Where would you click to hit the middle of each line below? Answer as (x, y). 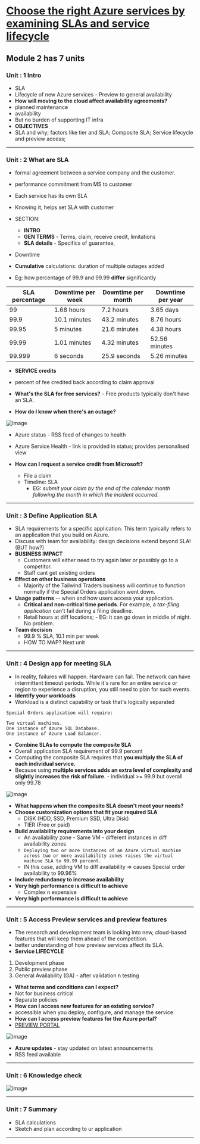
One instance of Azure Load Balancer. (54, 734)
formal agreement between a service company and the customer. (95, 173)
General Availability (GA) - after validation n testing (77, 975)
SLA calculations (35, 1122)
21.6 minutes (120, 329)
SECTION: (27, 219)
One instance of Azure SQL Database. (53, 728)
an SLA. (24, 400)
